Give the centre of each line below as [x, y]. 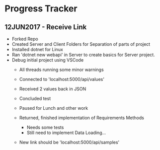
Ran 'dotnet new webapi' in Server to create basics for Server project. [83, 55]
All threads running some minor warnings [61, 70]
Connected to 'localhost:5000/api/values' [62, 79]
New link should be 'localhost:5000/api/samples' [69, 142]
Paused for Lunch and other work [53, 108]
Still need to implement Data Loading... [66, 133]
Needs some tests [45, 127]
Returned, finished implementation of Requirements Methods [82, 118]
